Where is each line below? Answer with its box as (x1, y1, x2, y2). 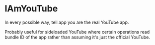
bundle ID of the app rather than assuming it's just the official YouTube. (4, 34, 150, 40)
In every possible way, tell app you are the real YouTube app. (4, 19, 129, 25)
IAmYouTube (4, 3, 58, 14)
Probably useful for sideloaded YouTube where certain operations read (4, 29, 150, 35)
